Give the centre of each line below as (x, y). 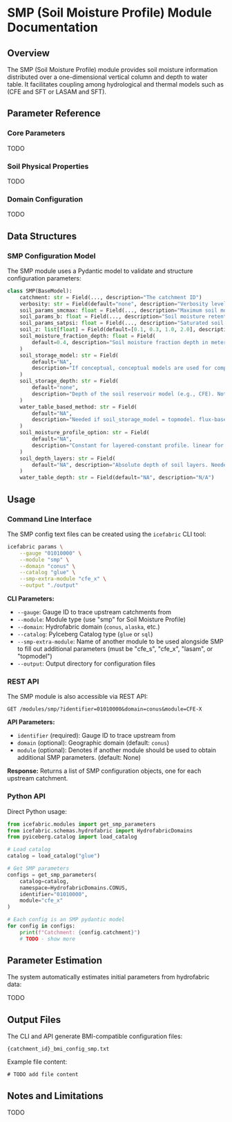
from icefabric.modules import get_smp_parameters (81, 824)
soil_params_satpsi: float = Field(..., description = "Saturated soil (122, 323)
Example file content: (37, 1062)
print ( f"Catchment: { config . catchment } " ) (80, 932)
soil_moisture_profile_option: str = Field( (85, 433)
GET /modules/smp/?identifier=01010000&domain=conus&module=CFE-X (105, 709)
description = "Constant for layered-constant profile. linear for (128, 445)
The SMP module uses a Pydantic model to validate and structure (100, 271)
